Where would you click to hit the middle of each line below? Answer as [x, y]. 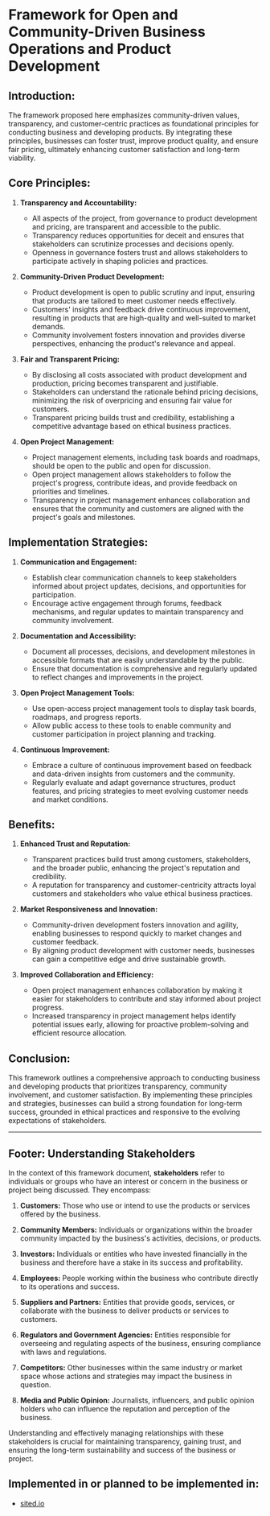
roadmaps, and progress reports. [87, 717]
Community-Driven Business [107, 32]
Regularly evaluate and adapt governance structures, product [133, 782]
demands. [49, 326]
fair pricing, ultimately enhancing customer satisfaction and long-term [124, 149]
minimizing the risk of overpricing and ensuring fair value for [132, 400]
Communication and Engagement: [78, 562]
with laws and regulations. [63, 1352]
